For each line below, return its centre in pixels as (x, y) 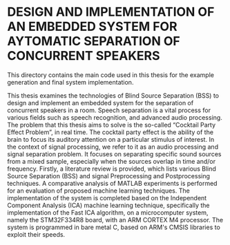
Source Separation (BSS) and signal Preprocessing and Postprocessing (109, 175)
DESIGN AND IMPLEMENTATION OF (111, 12)
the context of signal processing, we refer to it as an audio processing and (113, 147)
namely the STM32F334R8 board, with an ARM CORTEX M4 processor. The (115, 220)
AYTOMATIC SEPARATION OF (94, 41)
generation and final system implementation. (70, 82)
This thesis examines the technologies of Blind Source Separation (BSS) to (113, 95)
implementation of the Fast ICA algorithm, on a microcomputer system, (108, 212)
